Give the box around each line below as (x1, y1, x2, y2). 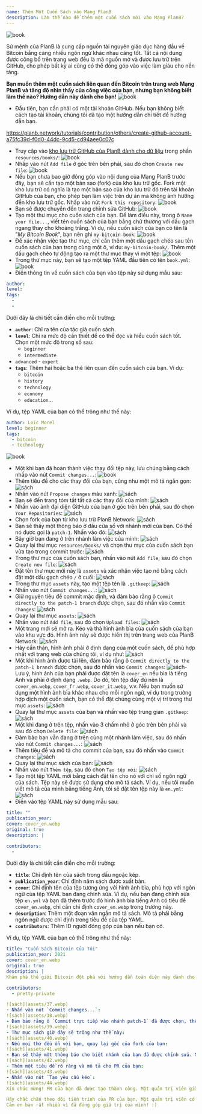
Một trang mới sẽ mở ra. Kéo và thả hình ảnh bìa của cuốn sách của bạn (14, 625, 194, 632)
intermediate (23, 352, 57, 358)
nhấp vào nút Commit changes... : (14, 471, 97, 479)
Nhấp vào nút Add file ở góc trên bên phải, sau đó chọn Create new (14, 160, 183, 167)
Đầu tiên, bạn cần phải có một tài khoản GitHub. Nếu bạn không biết (14, 104, 185, 112)
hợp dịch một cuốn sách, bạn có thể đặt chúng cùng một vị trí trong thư (14, 695, 192, 703)
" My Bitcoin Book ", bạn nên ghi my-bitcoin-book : (14, 231, 136, 238)
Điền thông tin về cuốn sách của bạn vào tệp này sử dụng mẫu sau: (14, 269, 182, 276)
